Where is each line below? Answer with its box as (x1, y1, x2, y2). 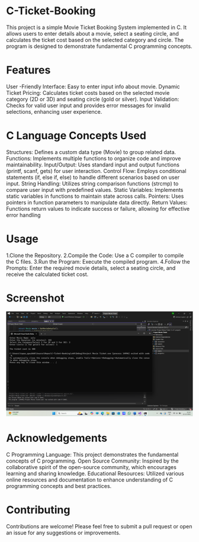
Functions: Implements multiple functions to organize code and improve (6, 155, 181, 162)
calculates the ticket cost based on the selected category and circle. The (6, 36, 184, 43)
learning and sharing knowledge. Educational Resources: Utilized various (6, 470, 185, 477)
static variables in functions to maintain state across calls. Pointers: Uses (6, 193, 184, 200)
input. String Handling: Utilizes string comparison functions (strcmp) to (6, 179, 179, 187)
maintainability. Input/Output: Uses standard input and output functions (6, 161, 179, 168)
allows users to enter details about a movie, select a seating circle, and (6, 30, 179, 37)
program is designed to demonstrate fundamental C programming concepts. (6, 43, 192, 50)
